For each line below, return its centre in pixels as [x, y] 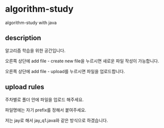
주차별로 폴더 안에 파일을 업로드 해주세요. [44, 100]
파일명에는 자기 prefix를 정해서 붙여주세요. [46, 110]
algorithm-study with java [31, 23]
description [23, 38]
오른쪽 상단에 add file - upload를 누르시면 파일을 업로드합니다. [65, 71]
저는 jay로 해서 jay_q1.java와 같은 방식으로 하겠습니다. [56, 120]
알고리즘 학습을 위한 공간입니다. [35, 51]
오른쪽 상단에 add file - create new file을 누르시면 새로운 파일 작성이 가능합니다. [82, 61]
